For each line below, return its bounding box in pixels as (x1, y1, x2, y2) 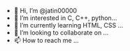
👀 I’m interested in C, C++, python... (13, 14, 117, 22)
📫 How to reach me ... (13, 37, 79, 44)
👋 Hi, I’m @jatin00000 (13, 7, 78, 14)
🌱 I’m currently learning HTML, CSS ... (13, 21, 124, 29)
